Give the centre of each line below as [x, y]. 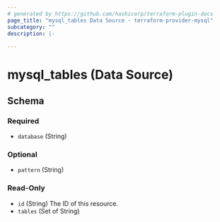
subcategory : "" [31, 27]
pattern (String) [41, 170]
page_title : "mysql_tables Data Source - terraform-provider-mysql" [110, 20]
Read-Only [27, 188]
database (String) [42, 136]
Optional [22, 154]
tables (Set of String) [48, 211]
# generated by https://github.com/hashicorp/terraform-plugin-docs [110, 14]
